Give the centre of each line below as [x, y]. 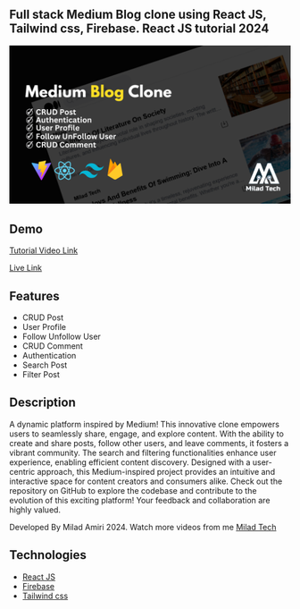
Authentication [49, 355]
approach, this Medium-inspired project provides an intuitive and [156, 471]
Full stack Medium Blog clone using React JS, [138, 15]
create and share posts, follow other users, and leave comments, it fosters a [149, 443]
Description [42, 403]
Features [34, 296]
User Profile [44, 326]
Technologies [48, 555]
